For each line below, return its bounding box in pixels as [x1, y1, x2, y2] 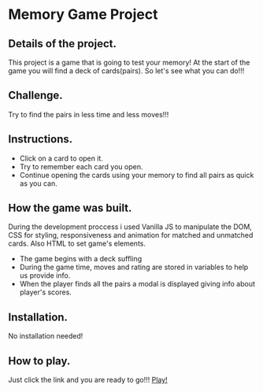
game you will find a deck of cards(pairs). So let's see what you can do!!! [8, 66, 245, 76]
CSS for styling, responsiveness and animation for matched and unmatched [8, 231, 254, 240]
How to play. [8, 354, 71, 368]
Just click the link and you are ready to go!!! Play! [8, 375, 168, 385]
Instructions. [8, 132, 73, 146]
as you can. [19, 179, 57, 188]
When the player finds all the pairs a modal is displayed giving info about [19, 279, 256, 289]
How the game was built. [8, 202, 132, 215]
